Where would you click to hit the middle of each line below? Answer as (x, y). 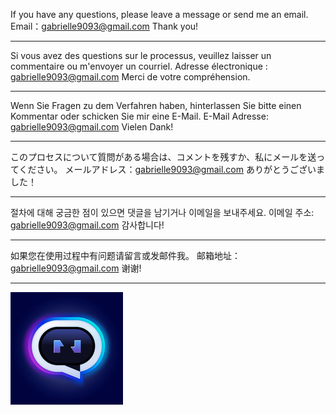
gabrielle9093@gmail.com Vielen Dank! (92, 127)
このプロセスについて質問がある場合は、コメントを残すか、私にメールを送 (163, 157)
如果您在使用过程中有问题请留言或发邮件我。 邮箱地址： (125, 255)
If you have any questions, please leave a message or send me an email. (159, 14)
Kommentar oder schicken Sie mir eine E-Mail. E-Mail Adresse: (139, 116)
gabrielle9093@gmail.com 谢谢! (76, 268)
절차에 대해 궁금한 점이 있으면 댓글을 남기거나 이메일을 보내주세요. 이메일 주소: (162, 212)
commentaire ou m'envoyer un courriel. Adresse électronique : (139, 66)
